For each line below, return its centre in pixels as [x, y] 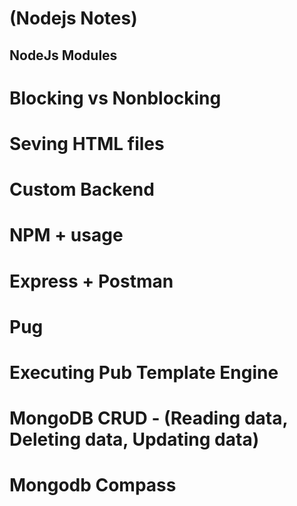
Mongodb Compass [93, 485]
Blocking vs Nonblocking [115, 98]
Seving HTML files [87, 143]
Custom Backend [82, 189]
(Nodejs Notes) [73, 18]
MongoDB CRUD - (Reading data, [148, 418]
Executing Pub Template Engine [144, 372]
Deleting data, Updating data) [134, 439]
